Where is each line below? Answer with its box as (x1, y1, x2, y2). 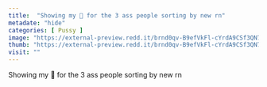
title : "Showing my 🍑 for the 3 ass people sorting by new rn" (8, 11, 226, 20)
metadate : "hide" (8, 19, 66, 27)
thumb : (8, 41, 30, 49)
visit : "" (8, 48, 41, 56)
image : (8, 33, 30, 42)
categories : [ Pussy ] (8, 26, 83, 34)
